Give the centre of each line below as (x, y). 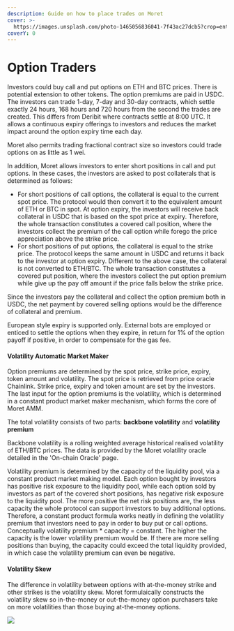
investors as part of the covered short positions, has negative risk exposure (116, 493)
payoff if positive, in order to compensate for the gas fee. (89, 340)
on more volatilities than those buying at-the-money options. (94, 607)
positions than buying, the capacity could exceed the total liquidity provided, (117, 546)
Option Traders (52, 68)
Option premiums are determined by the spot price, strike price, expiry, (109, 371)
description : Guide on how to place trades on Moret (85, 14)
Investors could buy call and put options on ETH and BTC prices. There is (112, 87)
